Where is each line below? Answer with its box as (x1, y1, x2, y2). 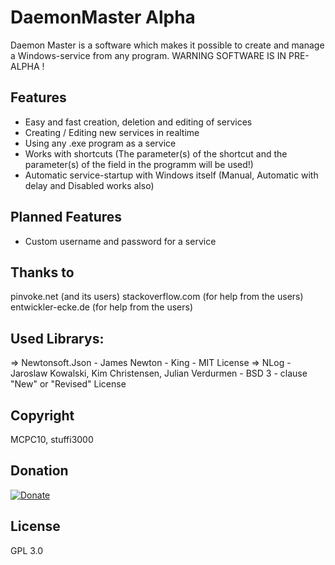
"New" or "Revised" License (10, 378, 127, 390)
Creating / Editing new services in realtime (24, 126, 200, 138)
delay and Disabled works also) (24, 179, 155, 191)
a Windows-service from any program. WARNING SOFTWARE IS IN (10, 49, 287, 61)
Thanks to (10, 264, 75, 281)
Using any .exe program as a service (24, 137, 177, 149)
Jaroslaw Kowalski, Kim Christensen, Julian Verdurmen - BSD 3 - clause (10, 367, 308, 380)
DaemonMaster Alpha (10, 6, 196, 29)
